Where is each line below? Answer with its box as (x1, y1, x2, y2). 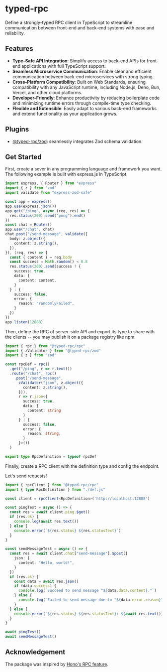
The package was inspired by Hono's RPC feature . (5, 661, 108, 667)
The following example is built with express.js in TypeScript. (5, 171, 128, 177)
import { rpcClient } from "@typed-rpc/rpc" (5, 482, 99, 487)
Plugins (5, 125, 29, 134)
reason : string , (27, 431, 61, 436)
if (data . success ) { (14, 583, 57, 588)
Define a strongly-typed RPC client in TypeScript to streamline (5, 19, 133, 25)
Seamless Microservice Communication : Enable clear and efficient (12, 68, 152, 74)
